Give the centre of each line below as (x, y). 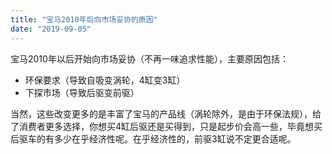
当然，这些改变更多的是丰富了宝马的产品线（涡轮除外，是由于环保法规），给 (166, 113)
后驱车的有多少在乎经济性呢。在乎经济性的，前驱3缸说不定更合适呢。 (153, 138)
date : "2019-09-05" (51, 29)
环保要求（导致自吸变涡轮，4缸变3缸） (105, 80)
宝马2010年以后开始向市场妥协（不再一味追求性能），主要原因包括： (149, 58)
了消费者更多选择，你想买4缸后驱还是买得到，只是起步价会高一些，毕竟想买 (166, 126)
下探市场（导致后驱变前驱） (82, 92)
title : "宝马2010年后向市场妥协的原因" (84, 19)
